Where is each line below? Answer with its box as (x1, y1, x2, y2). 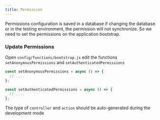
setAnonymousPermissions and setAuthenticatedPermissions (5, 59, 125, 65)
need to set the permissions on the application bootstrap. (5, 31, 121, 37)
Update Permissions (5, 43, 55, 50)
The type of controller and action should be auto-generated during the (5, 105, 151, 111)
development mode (5, 110, 45, 116)
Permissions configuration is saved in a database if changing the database (5, 21, 156, 26)
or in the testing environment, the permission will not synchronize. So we (5, 25, 152, 32)
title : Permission (5, 7, 43, 12)
